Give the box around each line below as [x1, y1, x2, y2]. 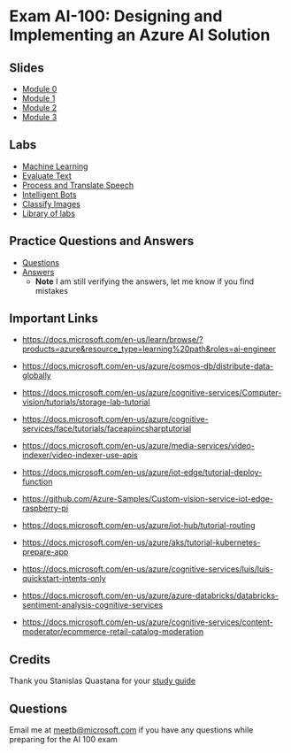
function [21, 476, 53, 488]
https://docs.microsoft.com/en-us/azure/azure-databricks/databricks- [21, 590, 280, 601]
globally [21, 370, 51, 381]
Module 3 [21, 112, 57, 122]
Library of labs [21, 208, 75, 219]
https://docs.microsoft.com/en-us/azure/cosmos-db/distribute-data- [21, 361, 274, 372]
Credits [9, 652, 51, 667]
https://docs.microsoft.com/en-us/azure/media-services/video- [21, 441, 255, 451]
